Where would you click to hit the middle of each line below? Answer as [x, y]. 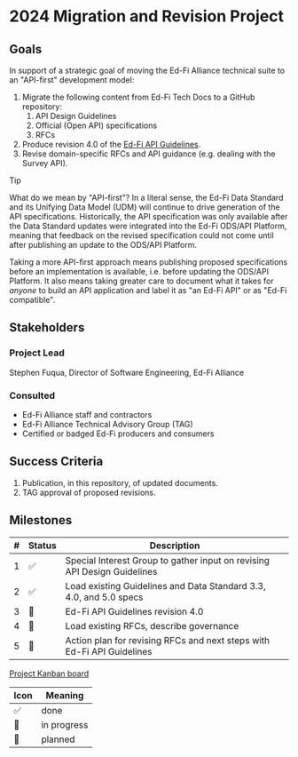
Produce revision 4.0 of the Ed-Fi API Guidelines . [111, 144]
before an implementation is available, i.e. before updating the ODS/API [139, 271]
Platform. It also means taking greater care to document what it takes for [141, 281]
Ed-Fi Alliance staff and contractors [87, 414]
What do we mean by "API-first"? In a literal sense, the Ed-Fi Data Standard [146, 198]
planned [58, 739]
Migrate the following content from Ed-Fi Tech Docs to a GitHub [138, 97]
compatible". [32, 300]
